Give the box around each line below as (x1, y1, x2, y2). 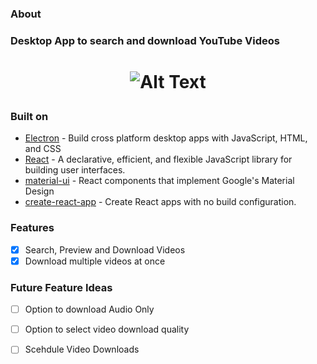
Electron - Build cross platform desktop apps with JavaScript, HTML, (24, 132, 308, 144)
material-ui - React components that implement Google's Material (24, 175, 295, 187)
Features (10, 221, 55, 235)
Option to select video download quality (24, 323, 190, 336)
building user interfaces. (24, 164, 126, 176)
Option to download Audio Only (24, 303, 155, 316)
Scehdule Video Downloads (24, 343, 140, 356)
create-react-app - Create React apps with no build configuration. (24, 196, 297, 208)
